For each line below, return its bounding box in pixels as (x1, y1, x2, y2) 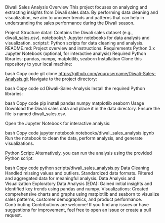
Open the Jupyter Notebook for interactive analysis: (5, 121, 111, 126)
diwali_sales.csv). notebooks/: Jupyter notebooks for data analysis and (5, 35, 150, 41)
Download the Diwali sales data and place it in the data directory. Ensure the (5, 106, 160, 111)
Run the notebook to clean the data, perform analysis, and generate (5, 135, 143, 141)
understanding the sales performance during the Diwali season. (5, 20, 135, 26)
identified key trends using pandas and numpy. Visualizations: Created (5, 186, 149, 192)
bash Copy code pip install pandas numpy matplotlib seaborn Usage (5, 100, 144, 106)
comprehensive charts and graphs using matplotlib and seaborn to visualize (5, 191, 160, 197)
